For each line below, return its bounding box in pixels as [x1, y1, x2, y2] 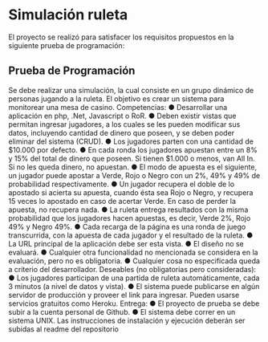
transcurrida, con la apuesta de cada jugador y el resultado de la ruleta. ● [8, 230, 254, 240]
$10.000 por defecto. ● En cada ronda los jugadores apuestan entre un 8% [8, 145, 258, 154]
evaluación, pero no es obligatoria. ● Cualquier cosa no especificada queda [8, 255, 261, 266]
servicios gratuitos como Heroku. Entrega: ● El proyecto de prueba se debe [8, 299, 260, 308]
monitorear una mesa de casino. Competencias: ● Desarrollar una [8, 102, 228, 112]
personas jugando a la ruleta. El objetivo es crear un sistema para [8, 94, 225, 104]
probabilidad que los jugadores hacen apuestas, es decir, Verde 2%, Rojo [8, 213, 251, 222]
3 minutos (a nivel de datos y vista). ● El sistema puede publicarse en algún [8, 281, 260, 291]
